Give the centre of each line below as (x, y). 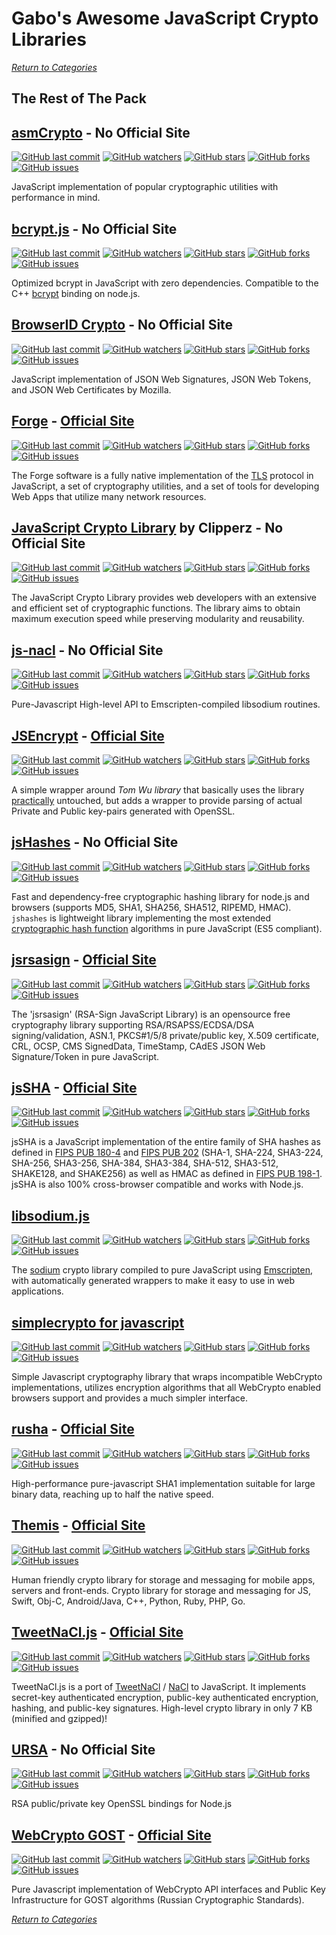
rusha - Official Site (73, 1429)
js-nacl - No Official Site (87, 650)
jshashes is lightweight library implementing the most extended (141, 918)
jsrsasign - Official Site (84, 960)
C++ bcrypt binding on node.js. (76, 293)
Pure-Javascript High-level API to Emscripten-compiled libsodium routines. (166, 704)
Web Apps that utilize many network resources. (109, 496)
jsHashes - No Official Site (95, 842)
